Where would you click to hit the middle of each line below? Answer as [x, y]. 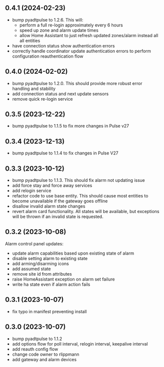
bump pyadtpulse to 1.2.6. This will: [48, 20]
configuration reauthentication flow [48, 56]
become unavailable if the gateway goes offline [60, 201]
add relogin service [32, 191]
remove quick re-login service [43, 99]
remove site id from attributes [42, 274]
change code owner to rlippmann [46, 354]
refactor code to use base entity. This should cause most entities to [80, 196]
